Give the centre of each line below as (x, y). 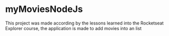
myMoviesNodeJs (44, 9)
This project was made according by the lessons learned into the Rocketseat (84, 23)
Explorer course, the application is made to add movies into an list (73, 28)
